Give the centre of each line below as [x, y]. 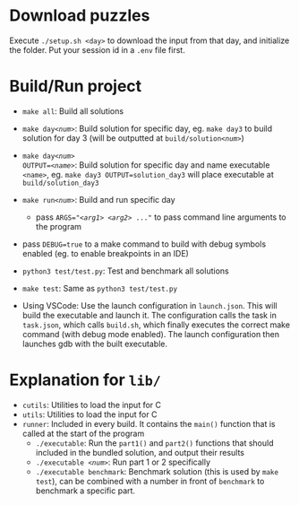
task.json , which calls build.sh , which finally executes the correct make [156, 325]
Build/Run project [76, 87]
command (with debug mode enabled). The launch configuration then [151, 334]
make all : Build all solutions [73, 111]
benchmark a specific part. [85, 491]
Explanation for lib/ [85, 380]
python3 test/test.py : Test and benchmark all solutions [126, 271]
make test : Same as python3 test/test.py [99, 288]
